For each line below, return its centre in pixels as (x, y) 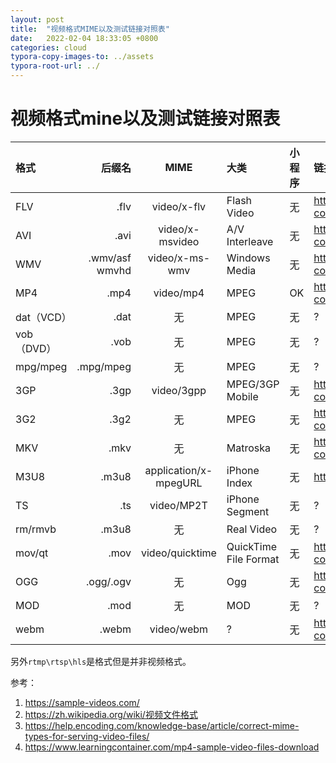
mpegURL (179, 483)
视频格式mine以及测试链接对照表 (145, 118)
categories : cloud (48, 47)
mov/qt (32, 553)
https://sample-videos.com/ (82, 702)
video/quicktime (178, 553)
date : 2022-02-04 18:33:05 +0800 (84, 38)
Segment (248, 511)
